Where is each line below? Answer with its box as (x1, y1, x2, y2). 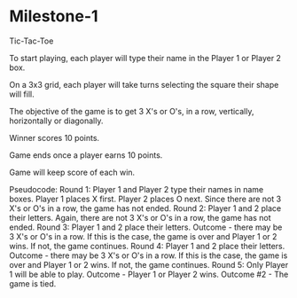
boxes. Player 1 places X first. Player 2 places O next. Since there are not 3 (9, 193, 282, 204)
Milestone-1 (9, 6, 99, 27)
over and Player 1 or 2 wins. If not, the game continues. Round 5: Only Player (9, 259, 289, 270)
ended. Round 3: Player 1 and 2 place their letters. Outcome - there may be (9, 222, 283, 232)
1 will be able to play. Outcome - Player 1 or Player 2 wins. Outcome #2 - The (9, 269, 289, 279)
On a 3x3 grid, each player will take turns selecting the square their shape (9, 79, 279, 90)
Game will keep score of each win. (9, 167, 136, 177)
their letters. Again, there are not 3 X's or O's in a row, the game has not (9, 212, 272, 223)
